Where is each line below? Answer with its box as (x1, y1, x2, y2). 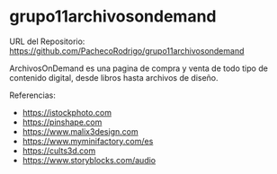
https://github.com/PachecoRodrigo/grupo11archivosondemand (9, 45, 245, 56)
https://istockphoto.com (22, 107, 112, 117)
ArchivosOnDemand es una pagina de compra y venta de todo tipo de (9, 63, 268, 74)
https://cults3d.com (22, 145, 96, 156)
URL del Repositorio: (9, 36, 85, 47)
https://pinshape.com (22, 117, 103, 127)
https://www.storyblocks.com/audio (22, 154, 156, 165)
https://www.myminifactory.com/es (22, 135, 154, 146)
